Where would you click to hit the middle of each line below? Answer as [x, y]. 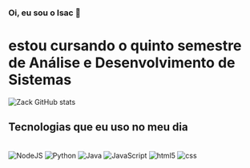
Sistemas [40, 80]
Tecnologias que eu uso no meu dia [98, 127]
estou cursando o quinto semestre [125, 46]
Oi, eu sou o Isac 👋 [45, 13]
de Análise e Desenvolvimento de [122, 63]
